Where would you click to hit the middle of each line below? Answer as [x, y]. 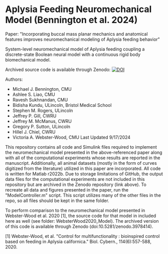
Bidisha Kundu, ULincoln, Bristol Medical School [62, 105]
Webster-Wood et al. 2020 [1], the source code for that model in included [81, 216]
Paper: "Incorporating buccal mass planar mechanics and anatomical [76, 34]
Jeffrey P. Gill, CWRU [34, 116]
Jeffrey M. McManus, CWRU [42, 121]
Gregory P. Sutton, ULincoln [41, 126]
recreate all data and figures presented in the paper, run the [67, 189]
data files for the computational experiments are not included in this [75, 179]
